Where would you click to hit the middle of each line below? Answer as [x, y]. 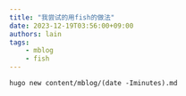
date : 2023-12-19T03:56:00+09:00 [72, 26]
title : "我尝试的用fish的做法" [62, 17]
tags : [19, 42]
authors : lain [36, 34]
